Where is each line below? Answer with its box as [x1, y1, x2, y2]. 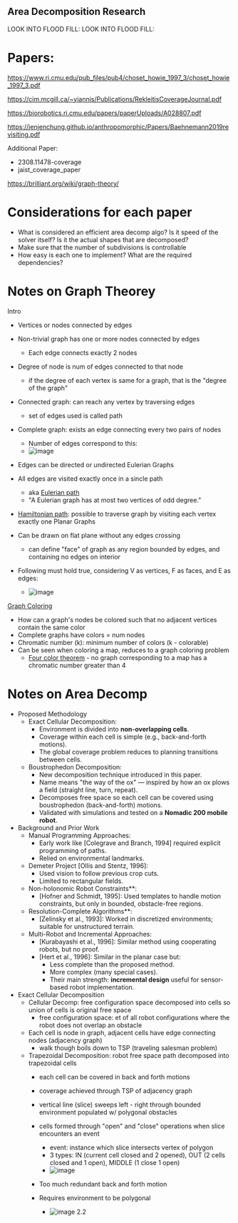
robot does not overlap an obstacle [38, 1021, 143, 1029]
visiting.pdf [7, 130, 41, 139]
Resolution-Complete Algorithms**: [28, 907, 133, 915]
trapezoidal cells [28, 1059, 77, 1067]
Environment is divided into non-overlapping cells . [38, 724, 190, 733]
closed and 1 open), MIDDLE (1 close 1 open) [49, 1158, 180, 1167]
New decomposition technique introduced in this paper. [38, 770, 202, 779]
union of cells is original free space [28, 1005, 132, 1014]
